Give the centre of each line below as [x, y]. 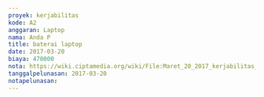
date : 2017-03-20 [37, 52]
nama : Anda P [29, 37]
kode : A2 [22, 23]
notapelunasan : [33, 81]
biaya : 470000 [31, 59]
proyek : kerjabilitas [44, 15]
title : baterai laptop [45, 45]
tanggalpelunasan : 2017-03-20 [58, 74]
